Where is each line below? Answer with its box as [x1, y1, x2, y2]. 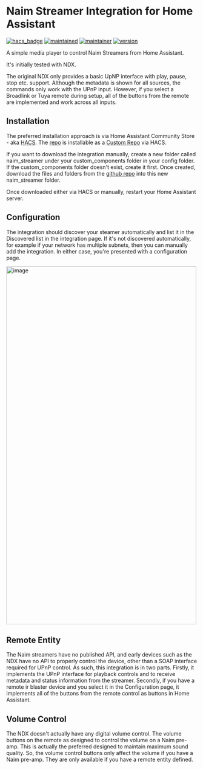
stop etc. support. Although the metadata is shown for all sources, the [6, 79, 181, 86]
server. [6, 195, 24, 202]
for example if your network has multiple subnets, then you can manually [6, 241, 188, 249]
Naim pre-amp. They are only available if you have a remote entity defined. [6, 756, 193, 764]
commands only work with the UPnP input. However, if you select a [6, 85, 174, 92]
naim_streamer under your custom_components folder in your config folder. [6, 157, 195, 164]
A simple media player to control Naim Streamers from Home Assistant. [6, 49, 184, 56]
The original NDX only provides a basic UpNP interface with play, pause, [6, 72, 187, 80]
